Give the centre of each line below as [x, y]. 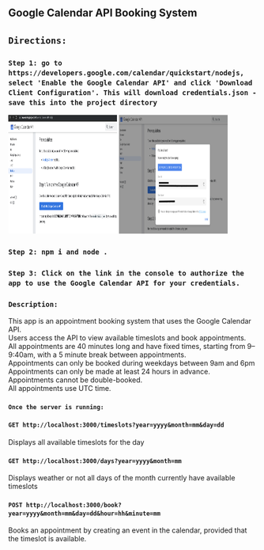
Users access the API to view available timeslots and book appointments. [127, 338]
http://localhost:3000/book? [74, 505]
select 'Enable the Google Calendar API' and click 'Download [130, 83]
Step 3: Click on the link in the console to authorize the [126, 273]
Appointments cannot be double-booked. [75, 380]
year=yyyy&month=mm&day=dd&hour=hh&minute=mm [84, 514]
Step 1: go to [35, 63]
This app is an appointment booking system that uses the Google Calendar [130, 321]
